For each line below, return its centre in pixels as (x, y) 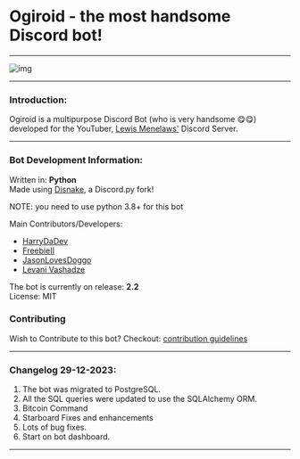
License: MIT (33, 296)
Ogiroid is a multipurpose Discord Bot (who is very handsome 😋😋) (133, 119)
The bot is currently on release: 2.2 (74, 286)
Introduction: (38, 100)
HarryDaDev (45, 241)
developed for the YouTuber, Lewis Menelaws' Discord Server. (124, 129)
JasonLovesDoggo (57, 259)
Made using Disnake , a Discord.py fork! (82, 189)
